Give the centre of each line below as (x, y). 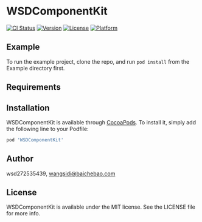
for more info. (23, 214)
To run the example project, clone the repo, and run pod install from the (98, 61)
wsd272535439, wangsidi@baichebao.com (61, 173)
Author (20, 159)
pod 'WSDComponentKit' (35, 140)
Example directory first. (36, 68)
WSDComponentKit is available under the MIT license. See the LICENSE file (101, 207)
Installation (28, 108)
